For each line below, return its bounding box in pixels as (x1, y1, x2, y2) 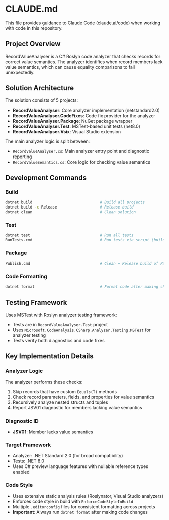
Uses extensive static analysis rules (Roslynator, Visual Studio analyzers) (12, 493, 164, 499)
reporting (12, 153, 32, 160)
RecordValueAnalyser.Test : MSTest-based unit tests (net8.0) (12, 123, 141, 129)
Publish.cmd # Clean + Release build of (5, 261, 158, 266)
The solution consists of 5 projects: (5, 97, 78, 103)
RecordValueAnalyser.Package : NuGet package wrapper (12, 118, 133, 124)
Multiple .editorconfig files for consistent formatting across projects (12, 503, 155, 510)
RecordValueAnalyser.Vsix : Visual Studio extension (12, 128, 121, 134)
